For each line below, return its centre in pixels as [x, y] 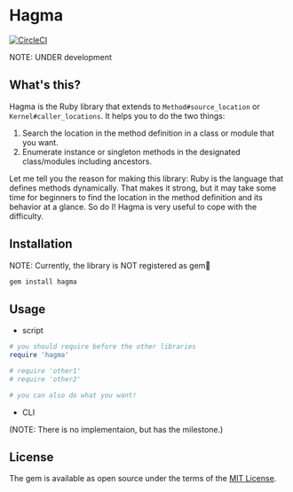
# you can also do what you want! [73, 395]
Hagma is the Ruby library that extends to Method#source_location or [135, 106]
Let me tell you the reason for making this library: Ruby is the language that [146, 178]
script [33, 331]
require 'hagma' [39, 355]
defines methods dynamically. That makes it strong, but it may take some [143, 188]
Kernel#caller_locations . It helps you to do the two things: [117, 115]
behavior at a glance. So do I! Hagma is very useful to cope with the [133, 207]
